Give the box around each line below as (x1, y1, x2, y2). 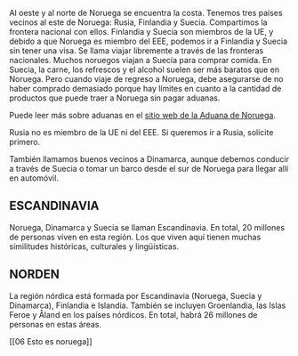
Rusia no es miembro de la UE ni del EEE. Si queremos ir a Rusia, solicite (9, 127, 274, 137)
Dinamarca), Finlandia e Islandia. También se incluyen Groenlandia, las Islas (9, 300, 286, 311)
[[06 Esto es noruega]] (9, 336, 93, 346)
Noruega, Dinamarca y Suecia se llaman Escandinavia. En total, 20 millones (9, 222, 286, 232)
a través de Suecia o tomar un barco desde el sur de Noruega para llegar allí (9, 164, 289, 174)
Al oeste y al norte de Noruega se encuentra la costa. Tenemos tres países (9, 8, 283, 18)
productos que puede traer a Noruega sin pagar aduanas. (9, 93, 221, 103)
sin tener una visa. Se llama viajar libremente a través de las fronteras (9, 45, 264, 56)
